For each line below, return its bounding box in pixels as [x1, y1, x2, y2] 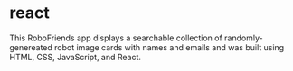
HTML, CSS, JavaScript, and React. [9, 51, 142, 62]
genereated [9, 41, 52, 52]
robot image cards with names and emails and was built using [53, 41, 285, 52]
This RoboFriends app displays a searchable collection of [9, 32, 223, 43]
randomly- [224, 32, 264, 43]
